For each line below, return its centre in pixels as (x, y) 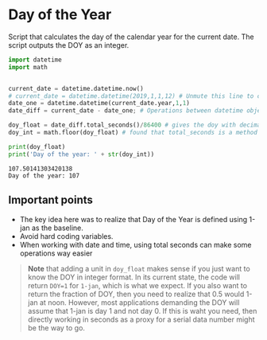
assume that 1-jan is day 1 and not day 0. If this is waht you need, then (142, 311)
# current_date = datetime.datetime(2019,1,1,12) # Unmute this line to (131, 96)
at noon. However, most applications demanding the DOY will (139, 302)
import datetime (35, 60)
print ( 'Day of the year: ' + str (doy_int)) (81, 154)
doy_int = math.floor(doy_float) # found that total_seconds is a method (133, 133)
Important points (51, 200)
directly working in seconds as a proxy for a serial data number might (141, 319)
